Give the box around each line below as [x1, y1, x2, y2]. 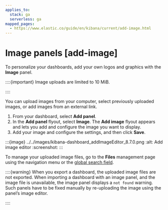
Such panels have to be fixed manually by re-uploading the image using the [5, 185, 161, 191]
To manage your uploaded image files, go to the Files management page [5, 154, 155, 160]
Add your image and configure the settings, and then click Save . [12, 129, 146, 135]
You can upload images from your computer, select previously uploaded [5, 98, 154, 104]
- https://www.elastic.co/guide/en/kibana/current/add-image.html [10, 26, 151, 31]
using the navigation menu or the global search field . [5, 159, 114, 165]
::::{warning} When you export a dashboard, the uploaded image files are [5, 169, 156, 175]
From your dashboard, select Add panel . [12, 113, 97, 119]
